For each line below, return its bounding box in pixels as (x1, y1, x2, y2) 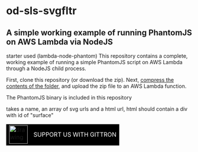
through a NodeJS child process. (6, 65, 87, 72)
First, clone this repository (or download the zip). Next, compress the (6, 77, 174, 83)
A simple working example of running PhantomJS (6, 28, 192, 38)
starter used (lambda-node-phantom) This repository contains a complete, (6, 52, 188, 60)
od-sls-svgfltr (6, 4, 77, 18)
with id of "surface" (6, 112, 54, 118)
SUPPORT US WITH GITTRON (33, 131, 117, 138)
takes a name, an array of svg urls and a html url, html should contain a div (6, 105, 188, 113)
